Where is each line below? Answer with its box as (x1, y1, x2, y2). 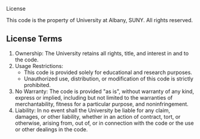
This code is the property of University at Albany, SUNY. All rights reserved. (6, 17, 193, 23)
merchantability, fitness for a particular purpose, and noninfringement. (14, 100, 189, 107)
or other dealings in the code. (14, 125, 88, 133)
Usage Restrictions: (14, 62, 63, 69)
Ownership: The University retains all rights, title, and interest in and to (14, 50, 189, 57)
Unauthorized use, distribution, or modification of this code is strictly (23, 75, 193, 82)
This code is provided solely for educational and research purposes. (23, 69, 193, 76)
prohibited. (23, 81, 51, 88)
